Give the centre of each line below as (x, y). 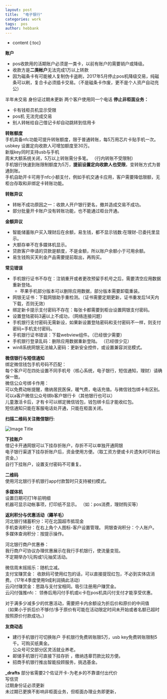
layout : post (19, 10)
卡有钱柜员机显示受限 (34, 110)
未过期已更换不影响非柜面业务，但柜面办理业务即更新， (62, 691)
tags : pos (16, 24)
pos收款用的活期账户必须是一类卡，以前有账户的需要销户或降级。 (80, 64)
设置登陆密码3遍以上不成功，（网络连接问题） (59, 316)
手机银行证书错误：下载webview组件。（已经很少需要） (69, 335)
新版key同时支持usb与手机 (32, 152)
